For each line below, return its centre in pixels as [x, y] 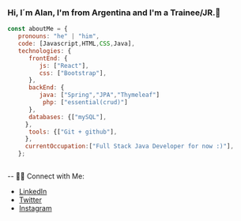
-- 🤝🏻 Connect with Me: [46, 176]
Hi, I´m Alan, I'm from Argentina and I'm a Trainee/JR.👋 [114, 13]
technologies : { [45, 51]
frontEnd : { [48, 58]
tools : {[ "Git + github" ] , [73, 132]
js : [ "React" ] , [64, 66]
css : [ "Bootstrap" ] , [73, 73]
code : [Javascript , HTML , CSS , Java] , [76, 44]
